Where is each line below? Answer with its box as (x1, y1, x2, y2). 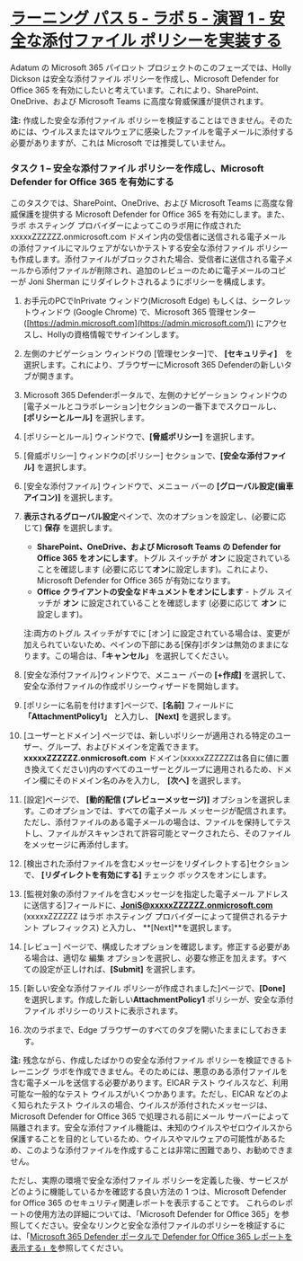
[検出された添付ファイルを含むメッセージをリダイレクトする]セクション (22, 858, 290, 869)
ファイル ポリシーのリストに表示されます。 (22, 1006, 183, 1017)
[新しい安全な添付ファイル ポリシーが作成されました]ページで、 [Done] (22, 983, 286, 994)
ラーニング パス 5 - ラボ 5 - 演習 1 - (10, 8, 266, 29)
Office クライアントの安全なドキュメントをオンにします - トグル (36, 586, 275, 598)
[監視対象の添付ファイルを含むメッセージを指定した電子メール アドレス (22, 889, 289, 900)
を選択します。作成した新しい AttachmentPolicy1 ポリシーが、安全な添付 (22, 994, 294, 1005)
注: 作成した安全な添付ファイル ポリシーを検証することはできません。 (10, 114, 270, 126)
